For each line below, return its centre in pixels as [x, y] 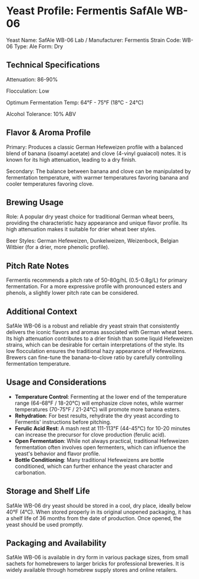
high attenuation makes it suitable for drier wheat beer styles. [81, 229]
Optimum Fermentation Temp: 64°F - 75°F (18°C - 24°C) [75, 102]
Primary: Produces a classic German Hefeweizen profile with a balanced [94, 147]
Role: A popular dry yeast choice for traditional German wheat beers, [90, 217]
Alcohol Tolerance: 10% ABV [41, 114]
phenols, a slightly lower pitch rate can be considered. [72, 293]
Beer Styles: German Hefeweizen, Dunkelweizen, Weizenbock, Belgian [93, 241]
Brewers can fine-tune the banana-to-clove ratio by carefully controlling [94, 357]
